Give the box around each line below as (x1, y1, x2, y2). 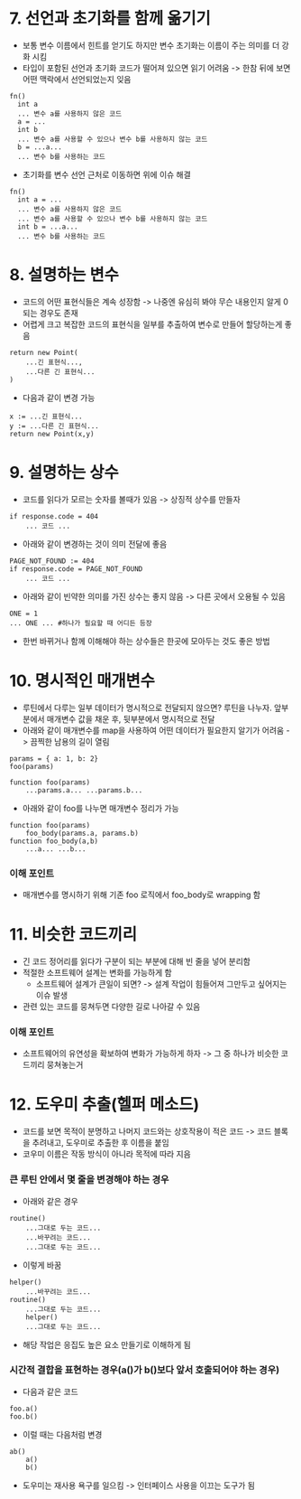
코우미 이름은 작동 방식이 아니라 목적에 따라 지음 (22, 1148, 191, 1159)
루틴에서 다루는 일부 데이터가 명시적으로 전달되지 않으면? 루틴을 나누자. (22, 702, 272, 713)
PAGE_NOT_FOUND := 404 (9, 557, 95, 566)
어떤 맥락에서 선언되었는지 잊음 (22, 73, 132, 84)
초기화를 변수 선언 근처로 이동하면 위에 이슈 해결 (22, 169, 191, 180)
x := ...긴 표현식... (9, 412, 83, 421)
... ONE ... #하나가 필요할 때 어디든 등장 (9, 618, 152, 628)
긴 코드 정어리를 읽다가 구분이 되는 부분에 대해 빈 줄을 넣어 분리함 (22, 955, 251, 967)
